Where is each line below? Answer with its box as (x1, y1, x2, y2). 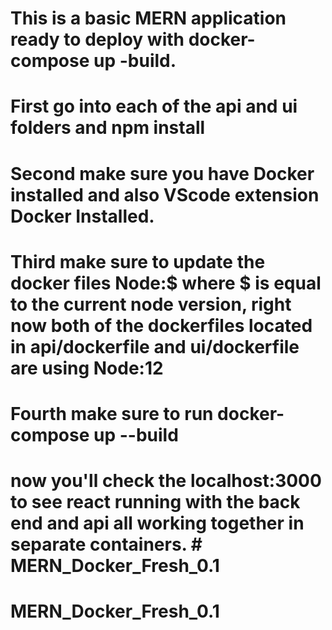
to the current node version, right (10, 293, 292, 316)
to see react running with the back (10, 491, 301, 514)
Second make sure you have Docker (10, 162, 315, 185)
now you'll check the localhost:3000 (10, 470, 322, 492)
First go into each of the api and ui (10, 95, 298, 118)
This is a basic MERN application (10, 7, 287, 30)
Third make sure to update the (10, 250, 266, 273)
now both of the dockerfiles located (10, 314, 313, 337)
